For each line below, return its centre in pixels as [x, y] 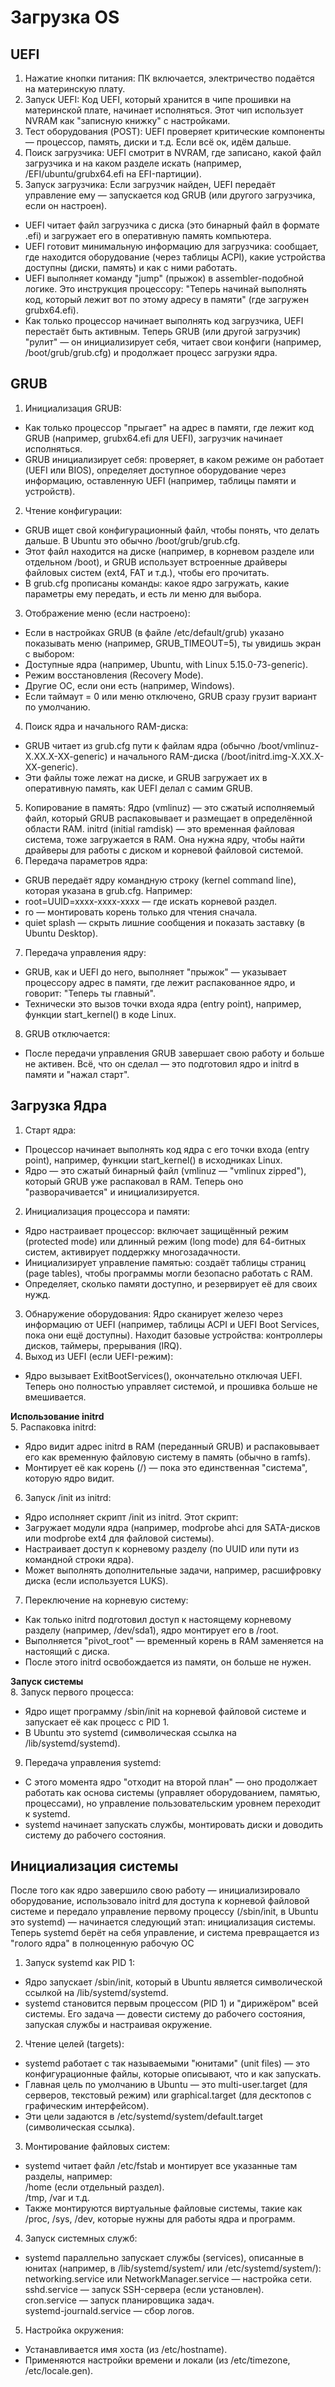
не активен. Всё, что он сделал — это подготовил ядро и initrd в [162, 1063]
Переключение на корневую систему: [106, 1600]
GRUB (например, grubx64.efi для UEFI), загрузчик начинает [153, 438]
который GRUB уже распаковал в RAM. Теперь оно [134, 1181]
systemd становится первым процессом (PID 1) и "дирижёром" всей [171, 2003]
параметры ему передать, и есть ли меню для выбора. [143, 593]
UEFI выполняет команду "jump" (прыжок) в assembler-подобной [164, 278]
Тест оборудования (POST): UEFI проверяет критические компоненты [174, 131]
